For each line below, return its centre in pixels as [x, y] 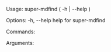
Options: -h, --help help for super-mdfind [56, 20]
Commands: [21, 32]
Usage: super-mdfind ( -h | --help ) [48, 9]
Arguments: [20, 43]
